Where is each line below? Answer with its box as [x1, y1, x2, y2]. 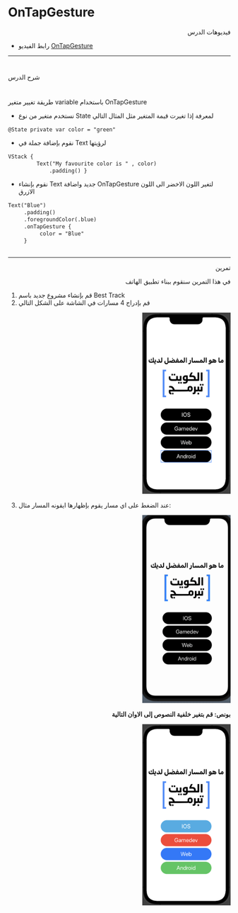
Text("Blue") [8, 202, 47, 209]
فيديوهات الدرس [187, 28, 231, 36]
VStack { [8, 153, 34, 160]
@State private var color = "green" [8, 126, 116, 133]
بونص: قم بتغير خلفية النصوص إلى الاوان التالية [112, 710, 231, 719]
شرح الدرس [8, 73, 40, 82]
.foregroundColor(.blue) [23, 216, 97, 223]
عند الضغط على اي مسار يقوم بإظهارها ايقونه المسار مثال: [18, 501, 172, 510]
